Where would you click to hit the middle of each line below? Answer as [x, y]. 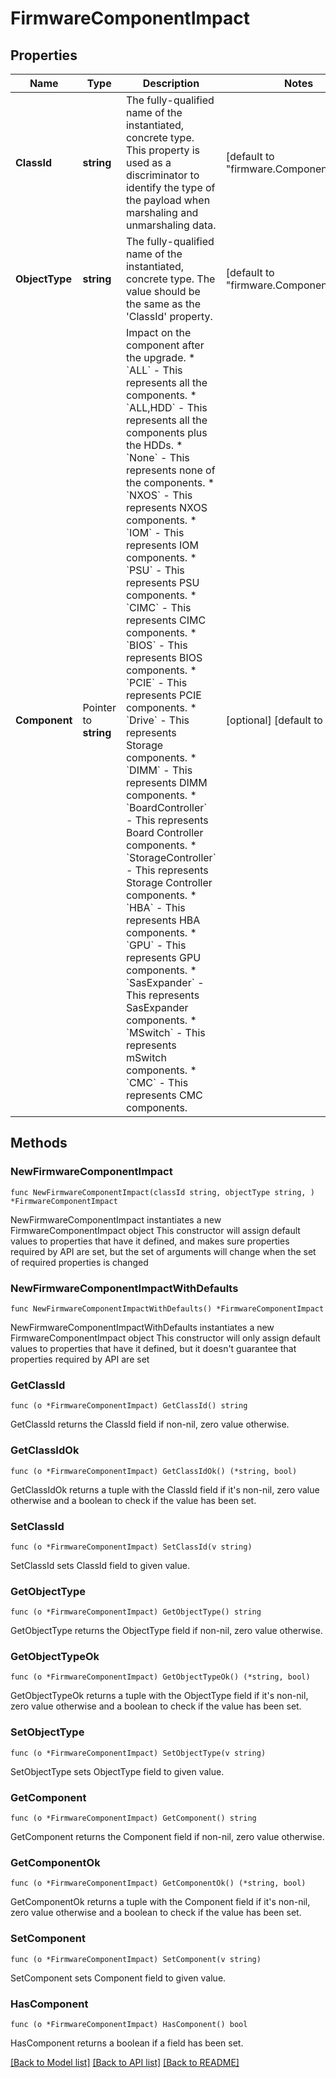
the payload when [168, 200]
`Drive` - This [157, 720]
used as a [148, 162]
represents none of [170, 470]
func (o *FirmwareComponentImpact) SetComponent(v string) [136, 1959]
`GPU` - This [156, 945]
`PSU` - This [155, 570]
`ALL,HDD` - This [166, 407]
